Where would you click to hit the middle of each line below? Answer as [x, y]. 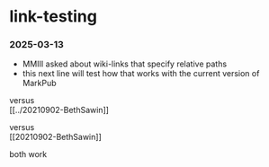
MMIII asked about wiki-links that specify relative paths [125, 64]
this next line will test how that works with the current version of [141, 74]
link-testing [53, 17]
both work [28, 154]
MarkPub [39, 83]
